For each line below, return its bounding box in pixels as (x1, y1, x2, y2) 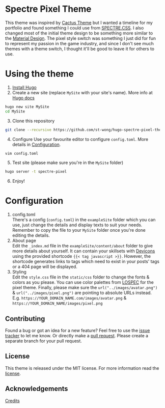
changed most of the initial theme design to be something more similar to (5, 30, 153, 36)
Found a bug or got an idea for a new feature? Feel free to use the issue (5, 327, 150, 333)
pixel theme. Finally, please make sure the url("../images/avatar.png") (12, 285, 158, 291)
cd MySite (5, 109, 26, 114)
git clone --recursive (5, 127, 52, 132)
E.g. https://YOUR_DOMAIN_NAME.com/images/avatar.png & (12, 295, 127, 301)
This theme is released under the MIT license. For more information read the (5, 365, 160, 371)
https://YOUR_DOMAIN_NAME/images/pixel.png (12, 301, 103, 306)
